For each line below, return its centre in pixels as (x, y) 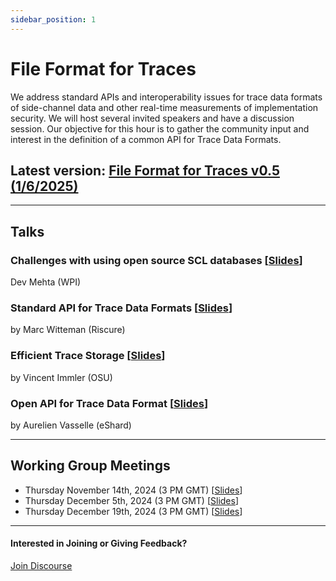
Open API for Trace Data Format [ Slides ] (109, 403)
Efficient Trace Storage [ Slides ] (88, 356)
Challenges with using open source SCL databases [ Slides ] (156, 260)
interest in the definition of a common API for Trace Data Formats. (146, 139)
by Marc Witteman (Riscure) (68, 330)
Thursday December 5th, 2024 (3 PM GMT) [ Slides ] (132, 500)
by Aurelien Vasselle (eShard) (71, 425)
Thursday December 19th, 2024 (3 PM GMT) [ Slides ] (133, 511)
